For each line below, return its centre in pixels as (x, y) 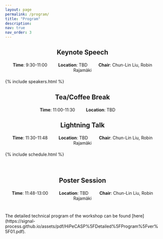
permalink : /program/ (27, 14)
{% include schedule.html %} (35, 154)
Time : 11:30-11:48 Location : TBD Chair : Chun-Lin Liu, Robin (82, 138)
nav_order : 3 (18, 32)
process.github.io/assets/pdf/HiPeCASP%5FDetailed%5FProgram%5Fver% (82, 226)
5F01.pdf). (15, 231)
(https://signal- (20, 221)
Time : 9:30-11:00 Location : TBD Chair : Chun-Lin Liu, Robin (82, 65)
